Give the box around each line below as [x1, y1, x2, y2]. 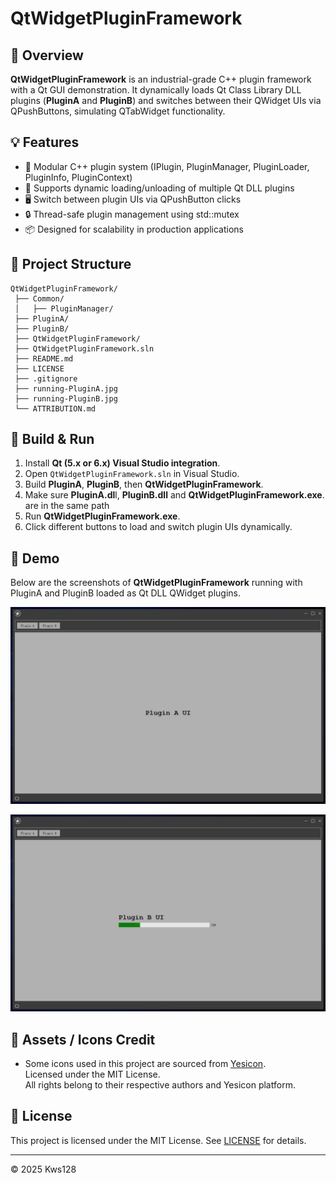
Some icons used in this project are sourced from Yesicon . [24, 1058, 267, 1070]
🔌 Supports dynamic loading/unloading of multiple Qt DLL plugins [24, 182, 295, 194]
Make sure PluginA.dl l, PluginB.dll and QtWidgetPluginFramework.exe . [24, 489, 325, 501]
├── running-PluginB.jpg [14, 393, 118, 404]
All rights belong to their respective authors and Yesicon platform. [24, 1079, 296, 1091]
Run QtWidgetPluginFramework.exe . [24, 510, 181, 522]
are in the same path [24, 500, 110, 512]
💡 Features [10, 134, 80, 151]
